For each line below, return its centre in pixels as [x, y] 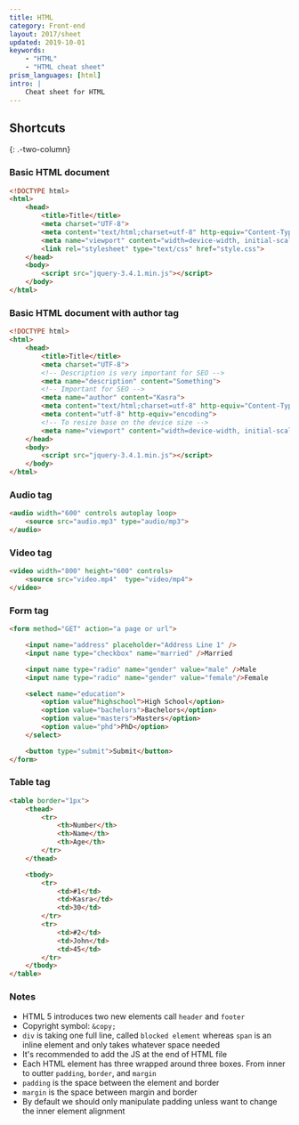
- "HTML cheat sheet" [65, 68]
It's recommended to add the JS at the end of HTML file [125, 1054]
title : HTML [31, 17]
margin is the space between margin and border [109, 1092]
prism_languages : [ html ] [55, 76]
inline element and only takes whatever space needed [121, 1044]
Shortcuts [37, 128]
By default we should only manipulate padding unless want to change [149, 1101]
